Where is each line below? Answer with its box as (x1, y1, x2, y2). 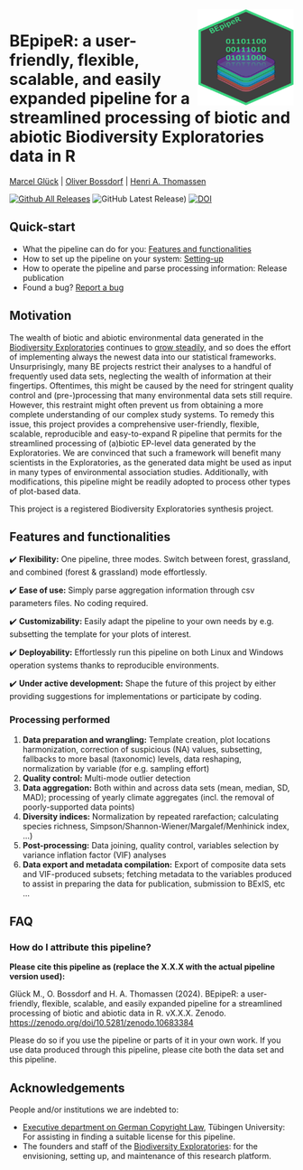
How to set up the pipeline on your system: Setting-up (22, 253, 224, 264)
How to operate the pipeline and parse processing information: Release (22, 262, 288, 274)
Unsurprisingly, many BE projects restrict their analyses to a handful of (9, 360, 272, 371)
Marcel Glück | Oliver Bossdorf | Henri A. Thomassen (9, 175, 207, 186)
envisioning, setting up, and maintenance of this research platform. (22, 1151, 272, 1162)
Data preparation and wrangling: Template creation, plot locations (22, 734, 271, 744)
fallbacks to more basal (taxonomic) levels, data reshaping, (22, 753, 242, 764)
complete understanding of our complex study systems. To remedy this (9, 408, 275, 419)
